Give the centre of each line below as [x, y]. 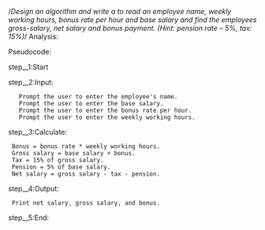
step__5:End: [29, 217]
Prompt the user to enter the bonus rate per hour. [105, 110]
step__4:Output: [34, 189]
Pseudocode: [30, 52]
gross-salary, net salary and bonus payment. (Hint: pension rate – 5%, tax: [130, 28]
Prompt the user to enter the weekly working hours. [107, 117]
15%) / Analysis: [34, 36]
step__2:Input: [31, 82]
